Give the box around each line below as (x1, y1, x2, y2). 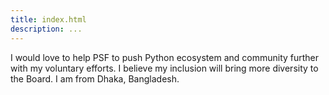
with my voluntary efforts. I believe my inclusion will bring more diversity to (10, 62, 319, 74)
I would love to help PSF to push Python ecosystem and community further (10, 51, 320, 63)
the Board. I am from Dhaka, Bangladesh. (10, 72, 180, 85)
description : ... (10, 24, 83, 34)
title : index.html (10, 14, 87, 25)
